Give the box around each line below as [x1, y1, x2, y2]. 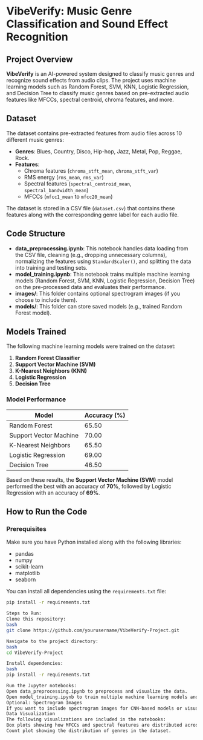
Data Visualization [6, 711, 56, 717]
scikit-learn [14, 563, 43, 570]
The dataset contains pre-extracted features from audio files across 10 [6, 129, 182, 137]
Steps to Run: [6, 610, 42, 616]
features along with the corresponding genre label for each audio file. [6, 211, 179, 218]
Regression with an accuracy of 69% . [6, 489, 101, 496]
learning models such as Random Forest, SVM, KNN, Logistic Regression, [6, 83, 189, 90]
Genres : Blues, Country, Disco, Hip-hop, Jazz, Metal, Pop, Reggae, [14, 147, 182, 155]
